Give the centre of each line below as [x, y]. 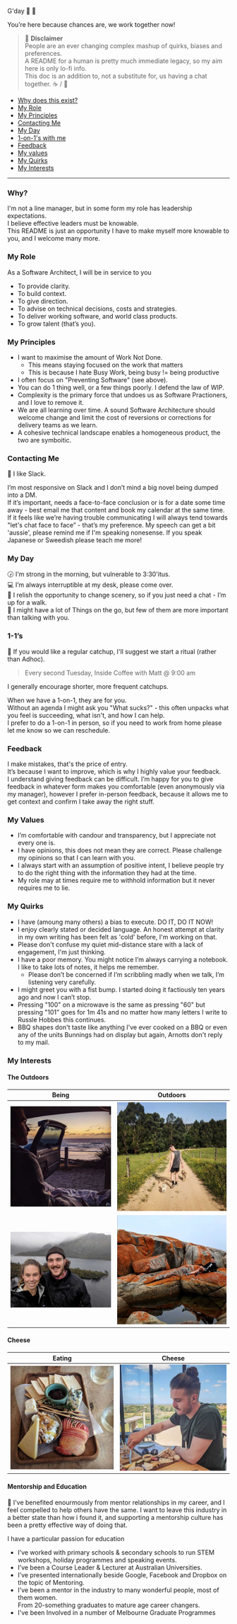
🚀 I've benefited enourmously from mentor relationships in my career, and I [116, 1502]
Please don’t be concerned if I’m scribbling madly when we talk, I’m [126, 974]
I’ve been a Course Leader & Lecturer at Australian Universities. [110, 1567]
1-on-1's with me [42, 138]
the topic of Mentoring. [51, 1582]
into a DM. [22, 495]
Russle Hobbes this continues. [62, 1019]
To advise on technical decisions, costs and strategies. [97, 309]
